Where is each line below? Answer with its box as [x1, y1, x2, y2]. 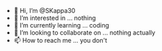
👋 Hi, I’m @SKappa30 [13, 7, 76, 14]
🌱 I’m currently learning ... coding [13, 21, 110, 29]
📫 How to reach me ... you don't [13, 37, 108, 44]
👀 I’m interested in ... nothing [13, 14, 96, 22]
